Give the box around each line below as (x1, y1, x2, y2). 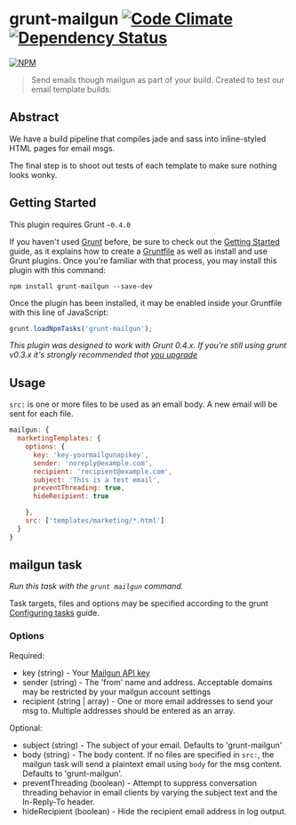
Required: (9, 650, 45, 660)
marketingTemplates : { (17, 434, 101, 443)
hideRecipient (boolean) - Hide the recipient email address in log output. (21, 805, 287, 816)
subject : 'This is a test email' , (32, 475, 162, 484)
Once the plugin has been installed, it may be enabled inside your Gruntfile (9, 297, 283, 308)
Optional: (9, 722, 43, 733)
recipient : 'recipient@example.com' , (32, 467, 173, 476)
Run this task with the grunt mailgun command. (9, 581, 184, 592)
